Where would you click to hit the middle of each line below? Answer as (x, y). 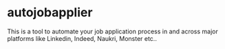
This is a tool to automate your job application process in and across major (112, 31)
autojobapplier (50, 13)
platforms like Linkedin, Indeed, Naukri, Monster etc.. (82, 38)
